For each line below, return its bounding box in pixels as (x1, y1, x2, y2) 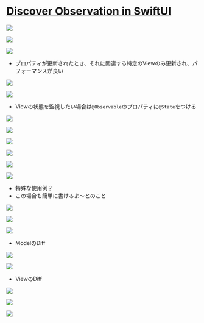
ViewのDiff (15, 275, 43, 282)
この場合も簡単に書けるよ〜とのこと (15, 192, 107, 199)
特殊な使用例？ (15, 184, 53, 191)
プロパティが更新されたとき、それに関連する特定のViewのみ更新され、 (15, 59, 193, 66)
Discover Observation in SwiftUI (6, 4, 172, 18)
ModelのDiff (15, 239, 46, 246)
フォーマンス (15, 67, 47, 74)
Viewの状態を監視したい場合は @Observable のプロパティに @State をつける (15, 102, 197, 110)
